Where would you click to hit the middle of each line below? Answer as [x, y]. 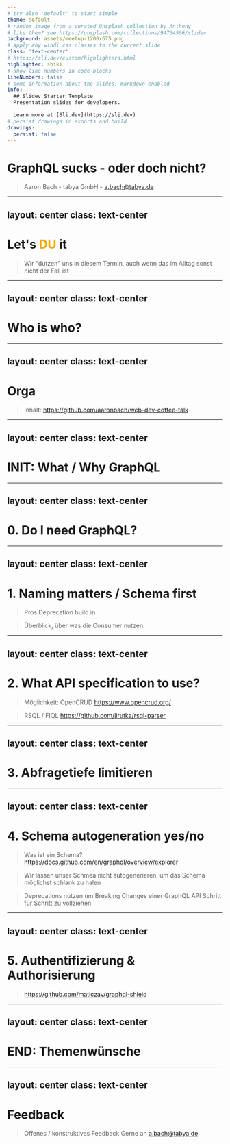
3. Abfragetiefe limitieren [80, 773]
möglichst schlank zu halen [62, 883]
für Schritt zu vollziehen [57, 903]
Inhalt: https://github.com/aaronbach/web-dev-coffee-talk [106, 410]
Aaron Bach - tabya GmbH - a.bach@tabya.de [89, 187]
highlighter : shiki [35, 64]
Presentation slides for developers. [67, 103]
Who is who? [44, 328]
